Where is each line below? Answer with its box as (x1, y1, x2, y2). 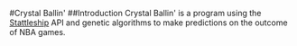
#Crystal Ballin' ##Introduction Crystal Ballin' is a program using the (9, 8, 262, 18)
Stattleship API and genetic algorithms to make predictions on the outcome (9, 17, 288, 28)
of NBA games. (9, 27, 66, 37)
